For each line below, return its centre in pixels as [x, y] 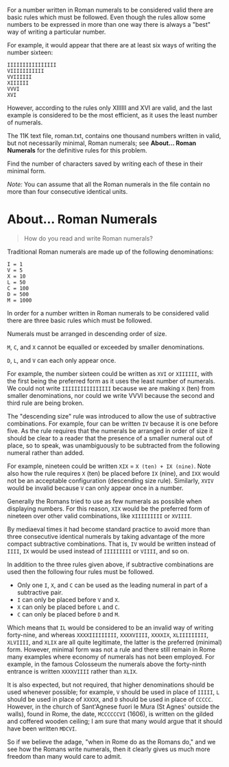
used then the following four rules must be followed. [81, 571]
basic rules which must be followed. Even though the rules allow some [106, 17]
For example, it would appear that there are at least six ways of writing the [112, 45]
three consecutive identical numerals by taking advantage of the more [106, 536]
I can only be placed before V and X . [68, 599]
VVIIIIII [20, 77]
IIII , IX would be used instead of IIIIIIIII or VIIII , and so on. [98, 551]
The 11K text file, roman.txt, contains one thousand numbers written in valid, [114, 136]
